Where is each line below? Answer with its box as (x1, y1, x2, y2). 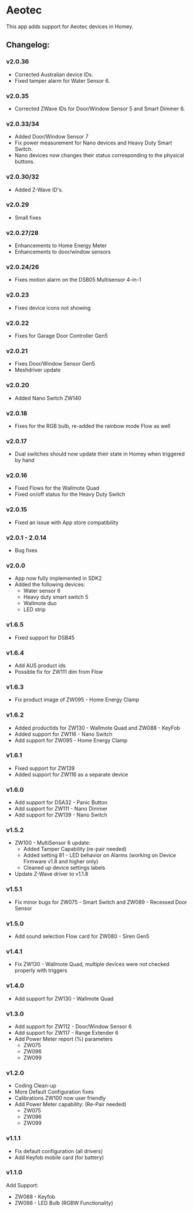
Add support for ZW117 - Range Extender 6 (14, 1029, 118, 1036)
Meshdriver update (14, 366, 61, 373)
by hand (14, 457, 35, 464)
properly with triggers (14, 967, 67, 974)
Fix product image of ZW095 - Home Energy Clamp (14, 696, 140, 703)
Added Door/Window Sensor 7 (14, 133, 89, 140)
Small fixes (14, 214, 42, 221)
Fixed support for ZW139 (14, 764, 75, 772)
